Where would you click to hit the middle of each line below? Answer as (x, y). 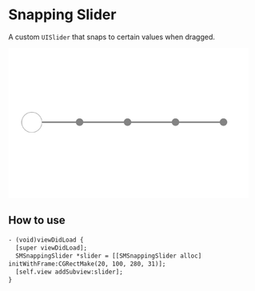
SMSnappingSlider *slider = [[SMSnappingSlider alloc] (109, 256)
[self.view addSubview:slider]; (70, 272)
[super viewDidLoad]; (52, 248)
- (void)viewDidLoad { (46, 240)
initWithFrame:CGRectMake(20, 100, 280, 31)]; (87, 264)
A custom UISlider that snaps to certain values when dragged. (112, 37)
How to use (37, 220)
